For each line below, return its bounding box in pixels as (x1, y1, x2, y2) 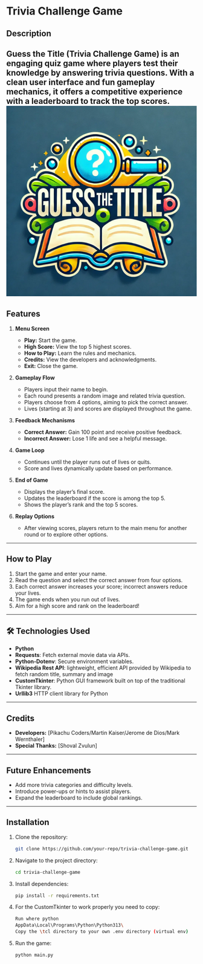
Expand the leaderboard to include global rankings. (14, 794, 143, 801)
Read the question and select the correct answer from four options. (14, 576, 183, 584)
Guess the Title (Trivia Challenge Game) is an (6, 48, 179, 59)
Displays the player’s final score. (24, 488, 105, 495)
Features (6, 309, 40, 319)
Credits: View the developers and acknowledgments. (24, 355, 157, 363)
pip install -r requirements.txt (14, 893, 100, 899)
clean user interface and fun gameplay (6, 77, 155, 87)
